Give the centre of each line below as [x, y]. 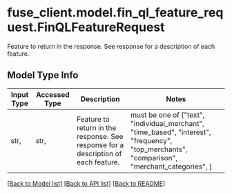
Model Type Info [43, 75]
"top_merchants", [159, 149]
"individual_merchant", [167, 123]
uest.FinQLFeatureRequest [86, 27]
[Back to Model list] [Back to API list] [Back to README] [86, 183]
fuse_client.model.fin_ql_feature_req [115, 13]
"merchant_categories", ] [171, 166]
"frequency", [151, 140]
